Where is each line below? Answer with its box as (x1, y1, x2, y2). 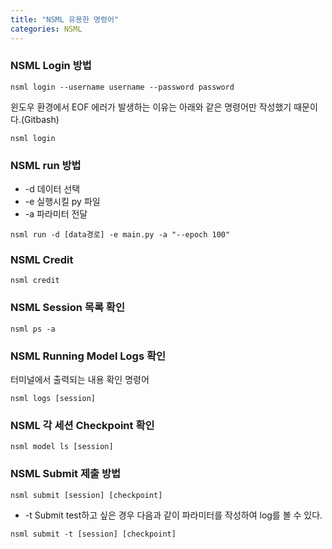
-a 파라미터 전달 (24, 208, 88, 220)
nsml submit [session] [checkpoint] (10, 490, 163, 500)
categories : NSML (10, 24, 83, 34)
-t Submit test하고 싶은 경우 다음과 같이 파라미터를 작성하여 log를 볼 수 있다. (24, 509, 323, 521)
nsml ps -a (10, 324, 56, 334)
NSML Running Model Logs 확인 (10, 349, 167, 363)
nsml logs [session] (10, 393, 97, 403)
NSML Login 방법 (10, 59, 92, 73)
